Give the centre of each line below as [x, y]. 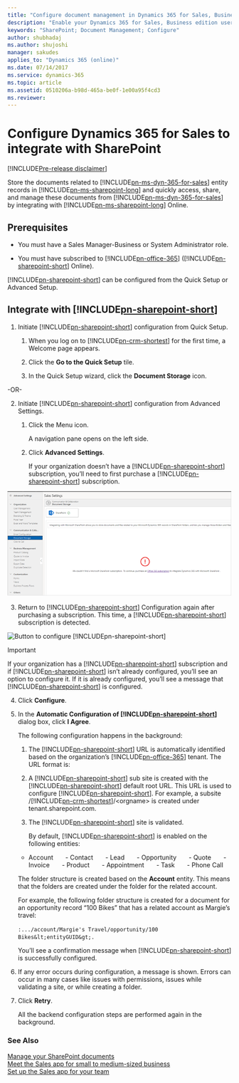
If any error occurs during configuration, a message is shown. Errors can [124, 972]
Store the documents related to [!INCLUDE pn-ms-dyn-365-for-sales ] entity [118, 182]
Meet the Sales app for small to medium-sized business [89, 1064]
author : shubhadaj [34, 38]
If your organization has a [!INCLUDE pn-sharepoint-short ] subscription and [117, 664]
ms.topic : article [34, 83]
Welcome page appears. [64, 348]
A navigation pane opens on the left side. [88, 439]
